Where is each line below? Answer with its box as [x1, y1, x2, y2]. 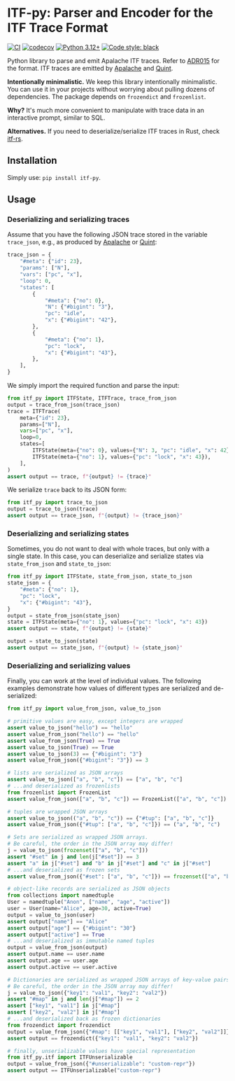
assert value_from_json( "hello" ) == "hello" [7, 730, 139, 738]
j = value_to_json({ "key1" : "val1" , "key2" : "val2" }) [7, 989, 168, 996]
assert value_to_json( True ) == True [7, 744, 114, 751]
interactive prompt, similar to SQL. [7, 113, 106, 122]
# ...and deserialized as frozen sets [7, 866, 120, 873]
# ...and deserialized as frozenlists [7, 783, 120, 790]
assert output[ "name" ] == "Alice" [7, 918, 108, 925]
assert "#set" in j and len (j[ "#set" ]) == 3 [7, 853, 139, 860]
